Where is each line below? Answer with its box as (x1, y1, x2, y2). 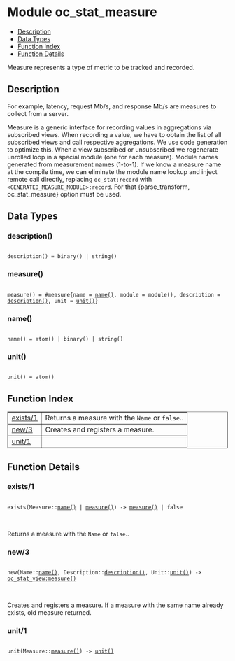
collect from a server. (7, 109, 69, 118)
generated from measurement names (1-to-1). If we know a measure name (7, 160, 222, 169)
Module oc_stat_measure (7, 4, 157, 20)
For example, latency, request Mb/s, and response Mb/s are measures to (7, 102, 217, 111)
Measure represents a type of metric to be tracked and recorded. (7, 63, 195, 71)
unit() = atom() (7, 374, 55, 381)
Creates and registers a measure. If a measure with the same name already (7, 601, 224, 609)
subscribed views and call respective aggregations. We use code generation (7, 138, 228, 146)
